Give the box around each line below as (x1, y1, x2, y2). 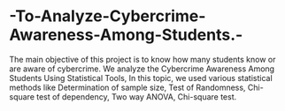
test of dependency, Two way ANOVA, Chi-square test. (36, 91, 237, 102)
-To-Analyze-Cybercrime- (9, 6, 206, 26)
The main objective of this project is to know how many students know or (9, 54, 276, 64)
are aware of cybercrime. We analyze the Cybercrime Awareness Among (9, 63, 275, 74)
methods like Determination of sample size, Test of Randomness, (9, 82, 246, 92)
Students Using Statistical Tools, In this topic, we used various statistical (9, 72, 273, 83)
